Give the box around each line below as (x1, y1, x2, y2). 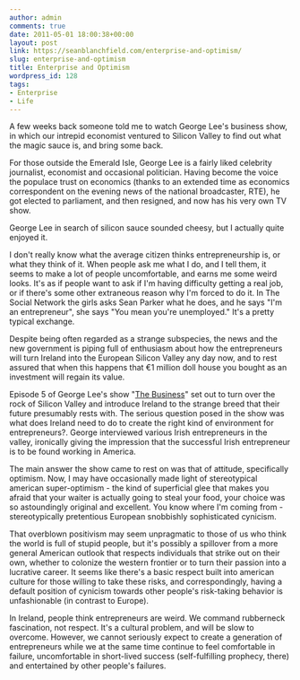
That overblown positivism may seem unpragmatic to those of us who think (9, 528, 287, 539)
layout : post (9, 38, 58, 48)
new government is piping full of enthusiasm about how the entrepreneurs (9, 343, 283, 354)
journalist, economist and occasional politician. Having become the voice (9, 167, 279, 178)
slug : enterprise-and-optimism (9, 55, 126, 64)
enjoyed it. (9, 232, 48, 243)
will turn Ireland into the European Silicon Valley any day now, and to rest (9, 353, 278, 363)
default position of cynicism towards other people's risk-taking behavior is (9, 586, 284, 597)
